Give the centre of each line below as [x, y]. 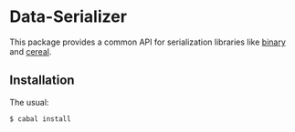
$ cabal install [40, 119]
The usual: [29, 102]
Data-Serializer [68, 17]
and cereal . [31, 51]
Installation [42, 81]
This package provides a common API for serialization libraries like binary [147, 42]
